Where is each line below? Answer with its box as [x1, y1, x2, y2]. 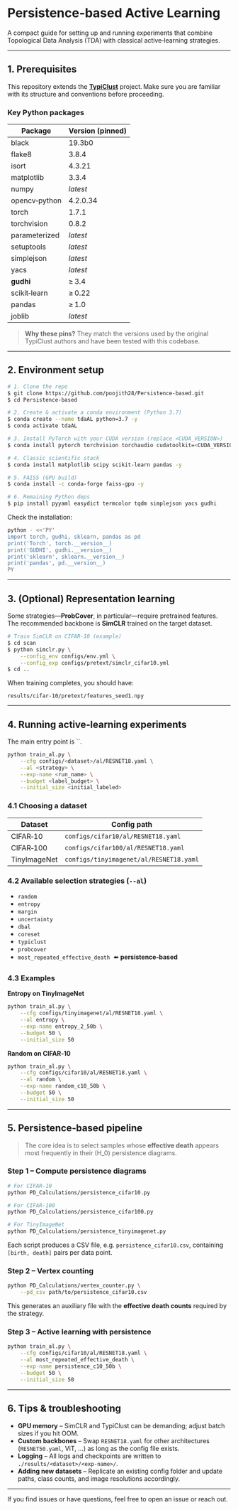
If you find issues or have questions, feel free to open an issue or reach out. [7, 1494, 228, 1503]
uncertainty [17, 916, 53, 923]
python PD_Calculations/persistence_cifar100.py [7, 1209, 154, 1216]
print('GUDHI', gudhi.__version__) [7, 546, 113, 554]
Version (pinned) [68, 126, 127, 136]
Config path [110, 819, 153, 829]
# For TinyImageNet [7, 1221, 65, 1228]
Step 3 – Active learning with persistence [7, 1327, 152, 1337]
